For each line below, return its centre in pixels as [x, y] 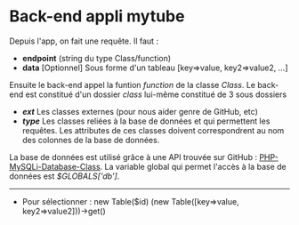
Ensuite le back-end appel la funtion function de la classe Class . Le [133, 84]
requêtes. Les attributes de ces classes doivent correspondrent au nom [153, 130]
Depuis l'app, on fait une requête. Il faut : [84, 41]
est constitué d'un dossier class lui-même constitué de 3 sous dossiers [156, 94]
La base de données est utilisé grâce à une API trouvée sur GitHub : [133, 157]
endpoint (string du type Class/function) [97, 58]
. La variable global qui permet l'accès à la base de [193, 166]
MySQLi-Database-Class [55, 166]
